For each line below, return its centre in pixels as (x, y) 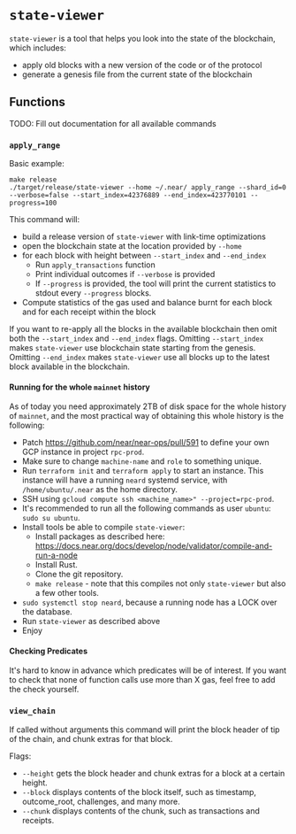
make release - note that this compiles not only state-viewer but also (160, 583)
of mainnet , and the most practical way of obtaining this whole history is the (147, 416)
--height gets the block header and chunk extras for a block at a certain (153, 773)
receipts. (38, 820)
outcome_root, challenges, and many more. (101, 801)
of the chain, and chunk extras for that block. (91, 738)
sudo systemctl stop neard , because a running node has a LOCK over (149, 602)
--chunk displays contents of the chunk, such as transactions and (141, 811)
